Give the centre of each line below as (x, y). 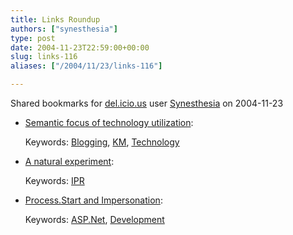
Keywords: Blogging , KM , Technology (102, 142)
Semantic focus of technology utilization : (109, 122)
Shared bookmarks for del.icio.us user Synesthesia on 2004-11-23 (147, 103)
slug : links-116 (44, 57)
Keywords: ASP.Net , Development (94, 219)
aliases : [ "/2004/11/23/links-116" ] (86, 66)
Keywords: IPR (54, 180)
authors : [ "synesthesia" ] (64, 29)
